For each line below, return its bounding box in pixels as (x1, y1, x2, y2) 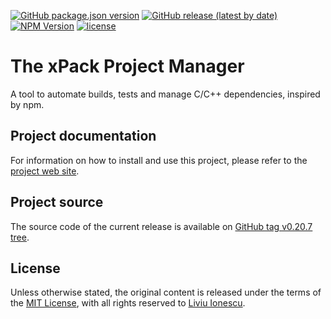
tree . (10, 231, 30, 243)
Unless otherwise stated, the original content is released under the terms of (10, 286, 322, 299)
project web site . (10, 165, 80, 177)
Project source (10, 194, 104, 211)
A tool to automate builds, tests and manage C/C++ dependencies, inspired (10, 88, 321, 100)
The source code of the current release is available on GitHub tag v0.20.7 (10, 220, 313, 232)
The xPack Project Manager (10, 55, 245, 78)
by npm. (10, 98, 45, 110)
